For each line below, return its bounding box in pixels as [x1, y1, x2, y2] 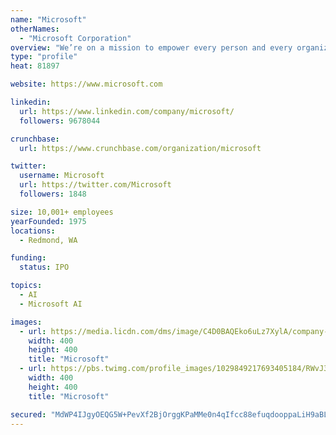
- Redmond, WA [19, 235, 78, 245]
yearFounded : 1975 [10, 216, 87, 226]
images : [10, 317, 43, 327]
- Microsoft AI [19, 299, 83, 309]
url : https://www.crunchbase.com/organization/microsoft [19, 143, 262, 153]
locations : [10, 226, 56, 236]
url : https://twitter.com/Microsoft [19, 180, 172, 190]
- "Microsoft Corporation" [19, 33, 132, 43]
